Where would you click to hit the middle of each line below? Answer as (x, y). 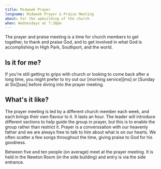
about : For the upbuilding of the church (47, 18)
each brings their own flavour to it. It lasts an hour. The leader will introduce (80, 117)
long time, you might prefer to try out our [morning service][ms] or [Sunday (80, 79)
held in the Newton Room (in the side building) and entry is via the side (75, 157)
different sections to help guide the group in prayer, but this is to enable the (80, 121)
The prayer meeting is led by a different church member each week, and (77, 111)
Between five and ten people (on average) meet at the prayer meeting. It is (79, 152)
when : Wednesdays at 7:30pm (33, 23)
